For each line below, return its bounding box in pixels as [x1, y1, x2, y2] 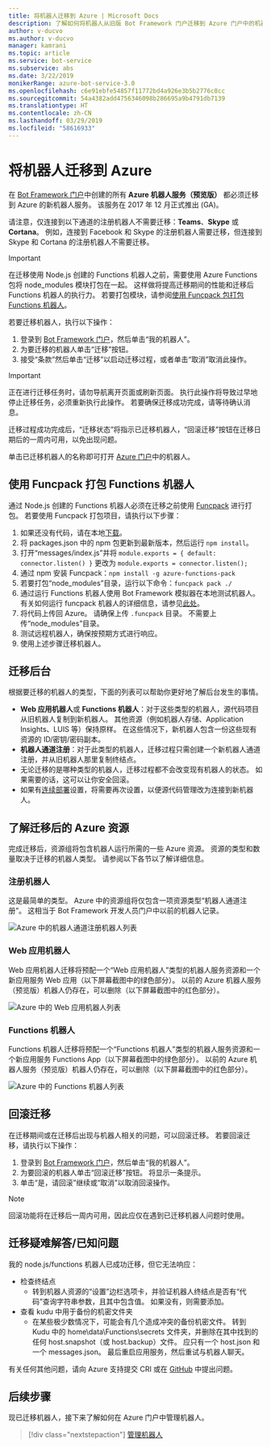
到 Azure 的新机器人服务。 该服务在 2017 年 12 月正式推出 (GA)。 [8, 199, 223, 210]
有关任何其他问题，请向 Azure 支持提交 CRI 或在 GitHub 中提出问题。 [8, 1364, 238, 1374]
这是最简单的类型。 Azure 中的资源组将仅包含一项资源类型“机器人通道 [8, 896, 240, 905]
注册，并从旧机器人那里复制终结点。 [19, 755, 141, 764]
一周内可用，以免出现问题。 [29, 435, 122, 444]
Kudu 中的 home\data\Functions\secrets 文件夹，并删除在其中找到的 [31, 1327, 259, 1337]
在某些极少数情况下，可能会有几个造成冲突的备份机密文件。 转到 [31, 1316, 247, 1326]
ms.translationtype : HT [8, 102, 89, 110]
